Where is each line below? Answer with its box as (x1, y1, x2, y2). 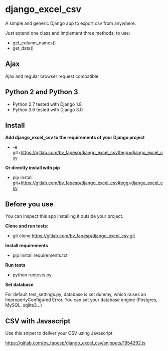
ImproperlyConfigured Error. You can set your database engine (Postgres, (5, 297, 158, 303)
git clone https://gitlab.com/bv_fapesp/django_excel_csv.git (12, 233, 135, 239)
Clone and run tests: (5, 223, 49, 229)
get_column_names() (12, 39, 56, 46)
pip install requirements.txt (12, 252, 68, 258)
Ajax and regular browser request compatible (5, 73, 99, 79)
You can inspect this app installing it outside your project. (5, 213, 124, 219)
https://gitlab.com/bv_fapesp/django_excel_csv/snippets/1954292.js (5, 340, 146, 346)
